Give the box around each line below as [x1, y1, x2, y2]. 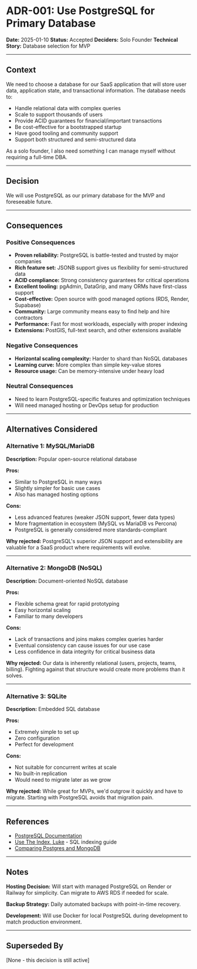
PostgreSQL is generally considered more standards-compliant [14, 526, 167, 533]
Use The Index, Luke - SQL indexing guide [14, 838, 117, 845]
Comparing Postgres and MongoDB [14, 844, 101, 852]
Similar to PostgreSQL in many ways [14, 478, 103, 485]
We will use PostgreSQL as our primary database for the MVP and [6, 191, 165, 199]
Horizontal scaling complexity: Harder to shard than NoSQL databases [14, 355, 188, 362]
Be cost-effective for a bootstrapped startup [14, 123, 122, 130]
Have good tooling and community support [14, 130, 118, 137]
